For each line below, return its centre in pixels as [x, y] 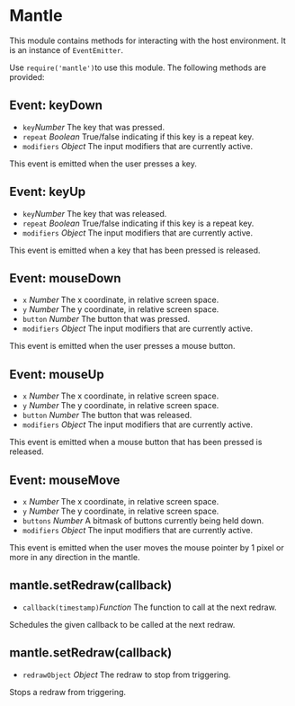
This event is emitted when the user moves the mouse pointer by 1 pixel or [147, 548]
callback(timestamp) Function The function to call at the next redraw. [149, 607]
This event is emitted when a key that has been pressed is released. [135, 250]
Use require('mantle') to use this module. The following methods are [138, 67]
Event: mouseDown [65, 278]
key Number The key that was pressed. [93, 127]
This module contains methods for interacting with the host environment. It [147, 40]
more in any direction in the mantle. [75, 557]
